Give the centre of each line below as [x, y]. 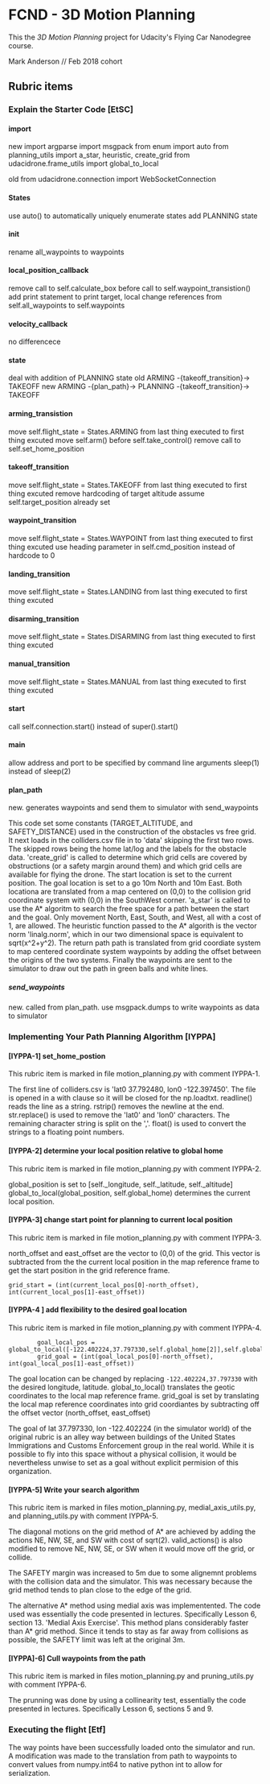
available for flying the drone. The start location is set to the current [120, 874]
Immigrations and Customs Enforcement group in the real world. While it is [131, 1445]
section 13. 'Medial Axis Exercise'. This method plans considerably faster [129, 1623]
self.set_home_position [46, 448]
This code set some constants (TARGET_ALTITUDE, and [100, 824]
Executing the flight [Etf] [57, 1730]
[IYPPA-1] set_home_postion [57, 1055]
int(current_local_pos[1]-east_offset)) [77, 1292]
